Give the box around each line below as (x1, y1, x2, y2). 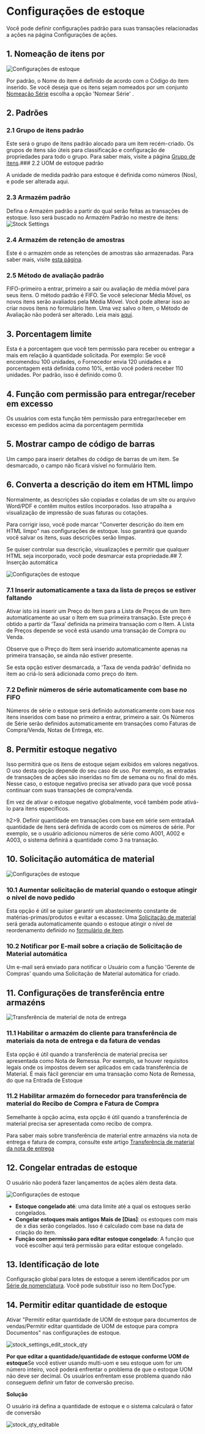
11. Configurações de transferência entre (6, 987, 165, 998)
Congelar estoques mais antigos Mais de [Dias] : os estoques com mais (15, 1215, 198, 1223)
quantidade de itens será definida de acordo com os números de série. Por (6, 823, 195, 831)
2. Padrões (6, 108, 48, 118)
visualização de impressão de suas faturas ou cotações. (6, 508, 148, 516)
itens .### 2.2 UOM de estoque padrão (6, 159, 104, 167)
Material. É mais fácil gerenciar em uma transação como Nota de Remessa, (6, 1070, 196, 1077)
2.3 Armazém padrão (6, 193, 71, 202)
